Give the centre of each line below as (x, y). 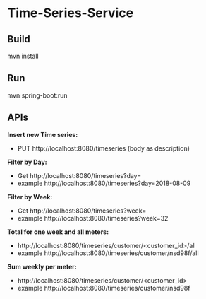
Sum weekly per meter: (42, 266)
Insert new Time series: (43, 134)
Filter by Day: (27, 162)
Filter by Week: (30, 197)
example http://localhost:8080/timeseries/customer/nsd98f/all (108, 253)
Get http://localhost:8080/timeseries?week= (82, 211)
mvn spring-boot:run (37, 95)
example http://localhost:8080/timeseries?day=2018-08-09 (104, 183)
